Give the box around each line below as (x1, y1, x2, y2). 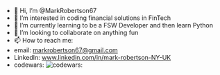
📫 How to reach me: (13, 36, 74, 44)
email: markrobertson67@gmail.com (13, 46, 118, 54)
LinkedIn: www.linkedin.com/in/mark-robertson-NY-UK (13, 54, 171, 61)
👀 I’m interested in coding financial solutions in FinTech (13, 14, 171, 22)
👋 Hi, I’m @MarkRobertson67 (13, 7, 97, 14)
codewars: (13, 61, 44, 69)
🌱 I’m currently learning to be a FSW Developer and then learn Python (13, 21, 214, 29)
